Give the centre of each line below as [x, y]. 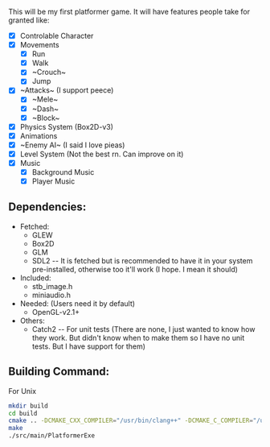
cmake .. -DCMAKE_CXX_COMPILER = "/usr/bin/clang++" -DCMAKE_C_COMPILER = [131, 421]
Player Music [53, 181]
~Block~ [46, 118]
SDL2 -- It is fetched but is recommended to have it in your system [142, 260]
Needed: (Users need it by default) [77, 303]
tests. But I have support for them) [89, 346]
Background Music [63, 172]
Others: [33, 321]
